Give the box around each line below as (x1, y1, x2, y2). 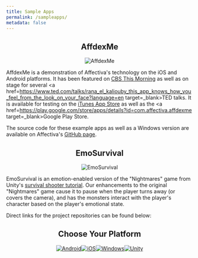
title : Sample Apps (6, 8, 55, 15)
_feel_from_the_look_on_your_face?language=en (6, 94, 124, 101)
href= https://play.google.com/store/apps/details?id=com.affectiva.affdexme (6, 107, 192, 114)
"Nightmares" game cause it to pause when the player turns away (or (6, 188, 175, 195)
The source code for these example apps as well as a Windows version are (6, 125, 190, 132)
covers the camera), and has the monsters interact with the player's (6, 194, 172, 201)
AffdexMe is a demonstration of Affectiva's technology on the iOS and (6, 69, 177, 76)
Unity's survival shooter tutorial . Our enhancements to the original (6, 181, 167, 189)
